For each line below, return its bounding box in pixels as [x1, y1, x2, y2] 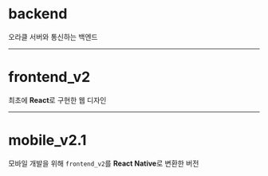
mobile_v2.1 [8, 131, 87, 150]
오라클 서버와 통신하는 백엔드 [8, 32, 98, 41]
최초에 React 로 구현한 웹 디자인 [8, 95, 107, 104]
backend [8, 5, 68, 23]
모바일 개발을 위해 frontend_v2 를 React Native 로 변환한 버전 [8, 158, 199, 168]
